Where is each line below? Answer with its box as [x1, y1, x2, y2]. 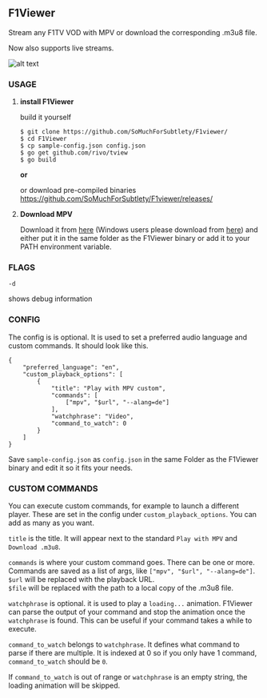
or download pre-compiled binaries [19, 186, 137, 195]
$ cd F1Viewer [19, 135, 67, 143]
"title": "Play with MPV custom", [50, 384, 166, 392]
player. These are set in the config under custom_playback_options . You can [8, 510, 257, 519]
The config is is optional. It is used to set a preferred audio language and [8, 332, 248, 342]
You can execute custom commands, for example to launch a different [8, 501, 240, 511]
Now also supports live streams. [8, 43, 114, 53]
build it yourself [19, 112, 72, 122]
